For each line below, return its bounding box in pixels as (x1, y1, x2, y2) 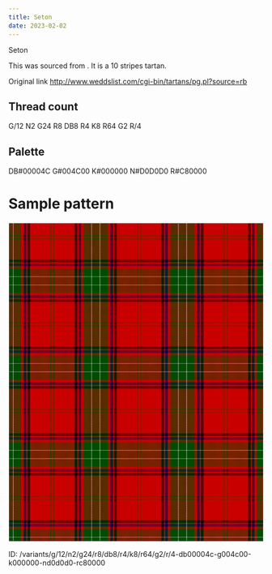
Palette (8, 144, 45, 158)
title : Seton (8, 13, 53, 21)
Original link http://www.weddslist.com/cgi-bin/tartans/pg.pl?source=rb (8, 76, 248, 86)
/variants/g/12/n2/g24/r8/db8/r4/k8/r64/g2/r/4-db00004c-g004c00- (19, 550, 252, 559)
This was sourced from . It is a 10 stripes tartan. (8, 61, 168, 71)
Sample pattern (8, 195, 115, 213)
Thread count (8, 100, 79, 114)
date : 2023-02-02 (8, 21, 67, 30)
